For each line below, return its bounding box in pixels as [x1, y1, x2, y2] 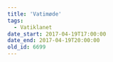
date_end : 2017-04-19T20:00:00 [7, 37, 100, 44]
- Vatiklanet [14, 24, 53, 31]
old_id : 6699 [7, 43, 46, 51]
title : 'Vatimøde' [7, 10, 62, 18]
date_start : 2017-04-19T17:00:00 [7, 30, 107, 38]
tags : [7, 17, 23, 24]
